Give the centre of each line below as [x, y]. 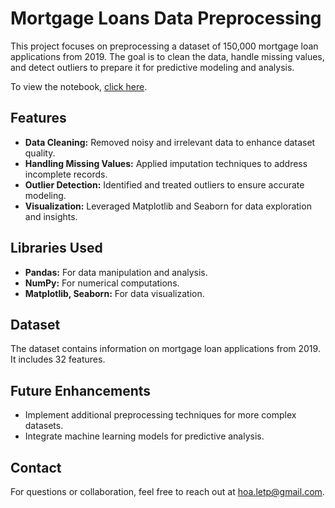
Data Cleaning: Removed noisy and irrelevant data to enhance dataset [170, 142]
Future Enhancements [81, 390]
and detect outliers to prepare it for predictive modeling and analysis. [152, 67]
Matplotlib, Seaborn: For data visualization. [114, 293]
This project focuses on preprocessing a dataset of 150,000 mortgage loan [164, 46]
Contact [36, 467]
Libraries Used [56, 248]
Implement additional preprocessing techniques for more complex [160, 415]
